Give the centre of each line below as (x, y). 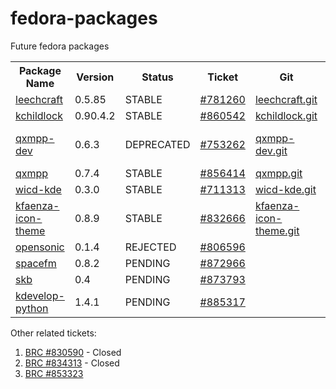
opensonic (40, 247)
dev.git (271, 150)
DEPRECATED (157, 144)
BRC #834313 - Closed (72, 363)
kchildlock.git (286, 115)
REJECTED (150, 247)
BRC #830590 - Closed (73, 352)
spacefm (36, 263)
